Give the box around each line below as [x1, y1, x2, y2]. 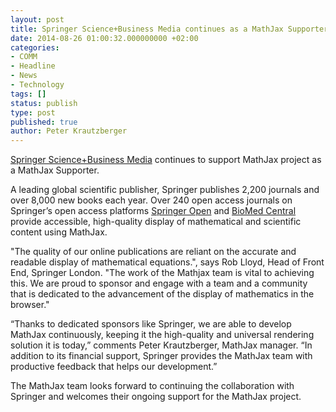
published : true [10, 117, 78, 127]
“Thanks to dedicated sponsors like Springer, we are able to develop [10, 318, 292, 330]
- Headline [10, 61, 56, 71]
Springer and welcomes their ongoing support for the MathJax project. [10, 391, 302, 403]
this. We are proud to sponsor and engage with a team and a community [10, 277, 308, 290]
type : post [10, 107, 56, 118]
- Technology [10, 80, 65, 90]
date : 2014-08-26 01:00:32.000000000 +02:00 [10, 33, 199, 43]
